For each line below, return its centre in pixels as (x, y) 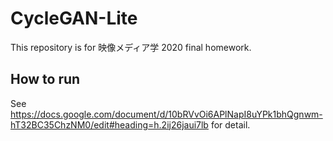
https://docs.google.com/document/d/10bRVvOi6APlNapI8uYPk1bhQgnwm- (166, 114)
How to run (45, 79)
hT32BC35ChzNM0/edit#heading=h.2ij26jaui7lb (109, 124)
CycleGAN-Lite (74, 18)
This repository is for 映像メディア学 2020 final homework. (131, 47)
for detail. (230, 124)
